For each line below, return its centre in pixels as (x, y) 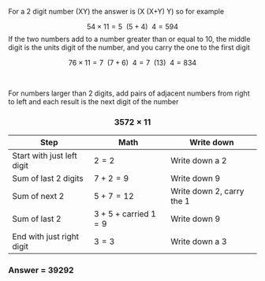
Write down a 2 (199, 161)
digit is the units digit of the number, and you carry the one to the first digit (129, 47)
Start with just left (45, 155)
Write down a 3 (199, 242)
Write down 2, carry (207, 191)
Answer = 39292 (41, 270)
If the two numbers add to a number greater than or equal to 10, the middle (129, 39)
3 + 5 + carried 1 (125, 214)
